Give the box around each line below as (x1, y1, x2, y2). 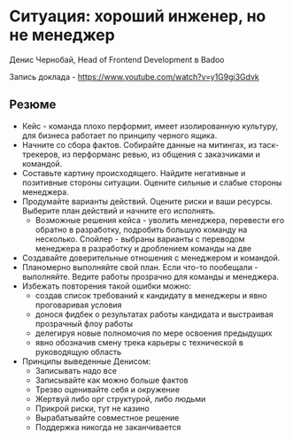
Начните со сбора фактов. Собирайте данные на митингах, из (21, 139, 258, 150)
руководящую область (35, 346, 122, 357)
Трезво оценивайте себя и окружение (35, 383, 180, 395)
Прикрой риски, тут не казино (35, 403, 150, 414)
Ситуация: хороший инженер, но (9, 6, 266, 27)
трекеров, (21, 149, 60, 159)
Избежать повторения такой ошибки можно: (21, 281, 192, 291)
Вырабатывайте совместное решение (35, 412, 180, 422)
